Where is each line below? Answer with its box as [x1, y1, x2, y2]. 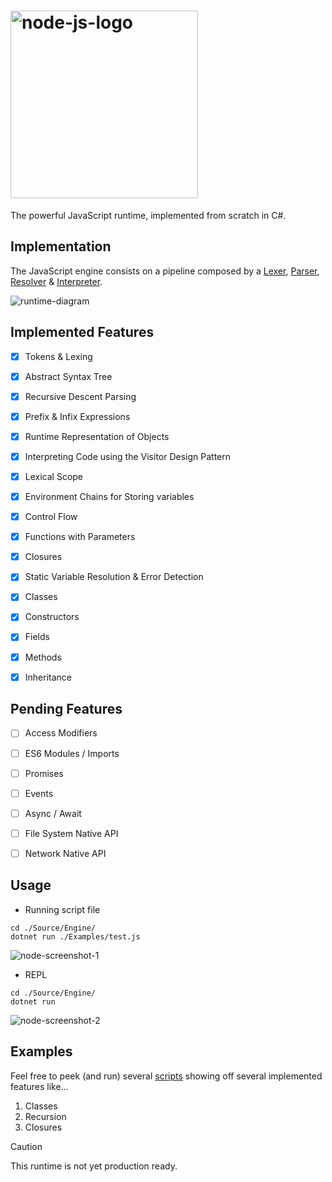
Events [24, 787, 54, 799]
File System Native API [24, 827, 119, 839]
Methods [24, 651, 62, 663]
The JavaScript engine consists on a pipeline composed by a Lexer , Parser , [10, 265, 320, 277]
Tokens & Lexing [24, 350, 93, 362]
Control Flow [24, 511, 78, 523]
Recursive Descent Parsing [24, 390, 137, 402]
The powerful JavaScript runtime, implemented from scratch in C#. [10, 209, 287, 221]
